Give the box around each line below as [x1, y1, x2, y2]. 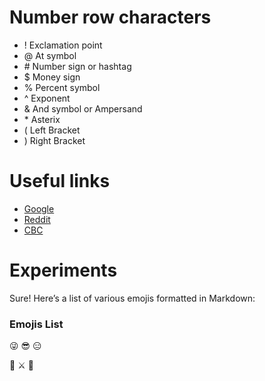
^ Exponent [23, 92, 71, 104]
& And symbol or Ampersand [23, 102, 143, 115]
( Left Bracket [23, 124, 81, 136]
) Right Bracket [23, 134, 86, 146]
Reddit [23, 213, 51, 225]
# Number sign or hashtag [23, 60, 132, 72]
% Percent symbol [23, 81, 101, 93]
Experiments [9, 259, 118, 282]
